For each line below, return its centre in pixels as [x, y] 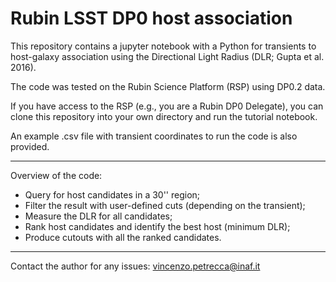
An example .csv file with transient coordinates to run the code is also [154, 136]
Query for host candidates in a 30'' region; [112, 194]
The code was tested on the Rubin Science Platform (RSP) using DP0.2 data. [168, 86]
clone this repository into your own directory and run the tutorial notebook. [164, 116]
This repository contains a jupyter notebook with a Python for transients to [163, 46]
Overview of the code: [56, 175]
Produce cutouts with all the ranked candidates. [123, 237]
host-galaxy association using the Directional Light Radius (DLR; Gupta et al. [167, 56]
